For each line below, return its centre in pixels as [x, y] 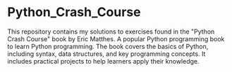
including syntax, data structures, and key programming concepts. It [106, 54]
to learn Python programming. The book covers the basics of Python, [108, 46]
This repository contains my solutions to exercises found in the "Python [111, 31]
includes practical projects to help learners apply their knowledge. [103, 61]
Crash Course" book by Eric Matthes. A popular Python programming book [116, 38]
